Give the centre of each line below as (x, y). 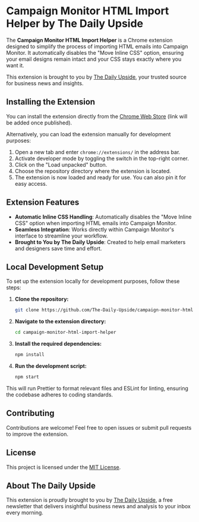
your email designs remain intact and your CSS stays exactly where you (94, 59)
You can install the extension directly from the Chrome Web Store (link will (97, 116)
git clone (27, 310)
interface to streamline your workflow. (61, 236)
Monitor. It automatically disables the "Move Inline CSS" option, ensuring (95, 52)
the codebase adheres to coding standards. (60, 395)
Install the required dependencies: (58, 344)
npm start (27, 377)
